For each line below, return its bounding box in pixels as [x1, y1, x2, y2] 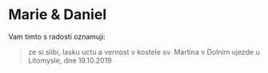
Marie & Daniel [8, 6, 106, 24]
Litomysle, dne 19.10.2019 [27, 56, 112, 65]
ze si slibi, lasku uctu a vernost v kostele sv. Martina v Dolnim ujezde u [27, 47, 260, 56]
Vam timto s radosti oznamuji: [8, 32, 106, 41]
